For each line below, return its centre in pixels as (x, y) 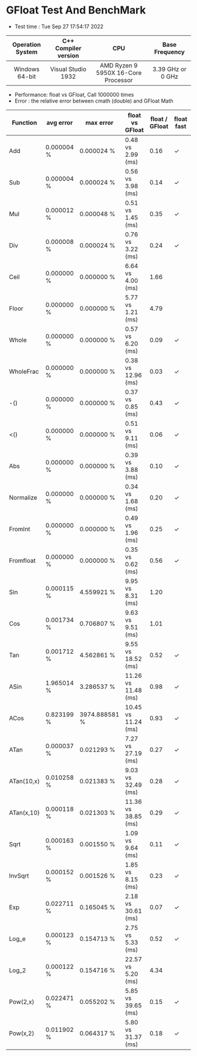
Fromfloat (23, 561)
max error (99, 123)
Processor (119, 80)
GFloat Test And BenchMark (76, 10)
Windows (27, 69)
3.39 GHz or (169, 69)
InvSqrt (19, 875)
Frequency (170, 52)
